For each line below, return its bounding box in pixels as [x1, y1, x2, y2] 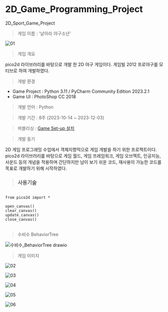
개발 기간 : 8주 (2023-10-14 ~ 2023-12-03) [17, 114, 104, 121]
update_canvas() [5, 213, 39, 218]
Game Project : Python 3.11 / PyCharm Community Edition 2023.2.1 [12, 88, 149, 94]
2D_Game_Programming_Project [5, 4, 143, 15]
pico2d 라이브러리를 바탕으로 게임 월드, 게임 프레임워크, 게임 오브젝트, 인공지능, [5, 153, 161, 159]
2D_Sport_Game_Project [5, 20, 55, 26]
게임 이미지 [17, 253, 40, 259]
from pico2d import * [5, 195, 51, 200]
